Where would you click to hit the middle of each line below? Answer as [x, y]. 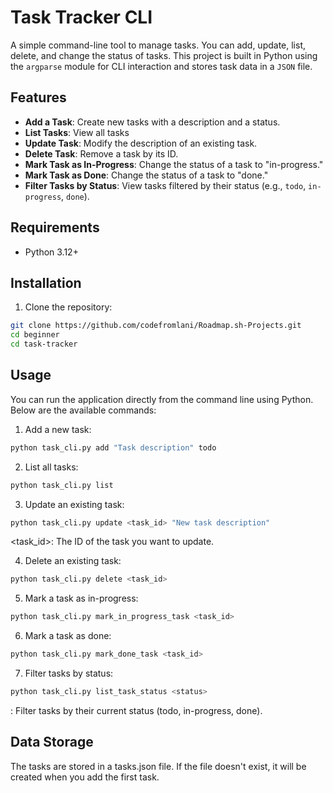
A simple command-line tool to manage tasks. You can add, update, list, [158, 45]
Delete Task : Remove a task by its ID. [101, 153]
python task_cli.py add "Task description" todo [113, 447]
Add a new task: [58, 429]
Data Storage [52, 742]
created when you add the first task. [85, 777]
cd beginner [35, 335]
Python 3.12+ [51, 252]
